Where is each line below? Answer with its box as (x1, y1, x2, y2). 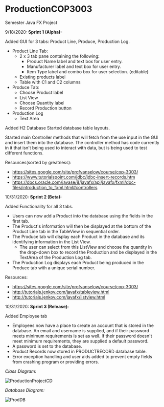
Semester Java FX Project (5, 20, 58, 25)
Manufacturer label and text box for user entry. (26, 64, 121, 69)
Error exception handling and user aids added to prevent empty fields (12, 353, 153, 360)
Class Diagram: (5, 368, 37, 374)
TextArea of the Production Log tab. (19, 254, 92, 260)
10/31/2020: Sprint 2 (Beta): (5, 194, 62, 200)
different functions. (5, 150, 44, 156)
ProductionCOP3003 (5, 3, 93, 15)
